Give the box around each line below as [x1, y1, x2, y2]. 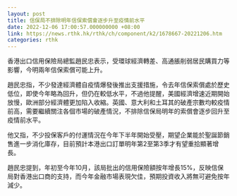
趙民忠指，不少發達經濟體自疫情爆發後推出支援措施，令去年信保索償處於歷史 [7, 80, 230, 89]
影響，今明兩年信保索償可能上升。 [7, 66, 107, 74]
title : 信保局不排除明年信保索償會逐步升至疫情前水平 [7, 17, 145, 24]
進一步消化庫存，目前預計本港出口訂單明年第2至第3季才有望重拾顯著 [13, 140, 213, 148]
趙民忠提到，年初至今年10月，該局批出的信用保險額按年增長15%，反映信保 [7, 164, 224, 172]
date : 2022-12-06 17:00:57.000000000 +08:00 [7, 23, 140, 30]
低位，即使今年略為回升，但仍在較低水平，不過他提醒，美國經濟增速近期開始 [7, 90, 230, 98]
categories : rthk [7, 37, 59, 44]
